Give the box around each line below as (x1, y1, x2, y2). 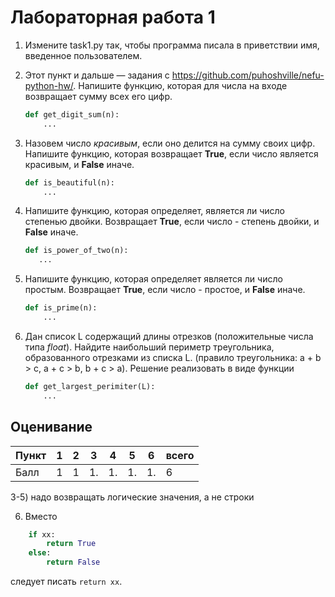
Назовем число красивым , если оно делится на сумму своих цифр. (24, 137, 316, 149)
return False (46, 557, 101, 568)
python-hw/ (24, 79, 74, 91)
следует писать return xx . (10, 576, 123, 587)
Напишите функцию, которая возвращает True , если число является (24, 147, 319, 160)
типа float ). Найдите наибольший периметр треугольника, (24, 341, 275, 353)
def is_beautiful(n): (24, 177, 115, 188)
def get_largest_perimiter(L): (24, 381, 156, 391)
